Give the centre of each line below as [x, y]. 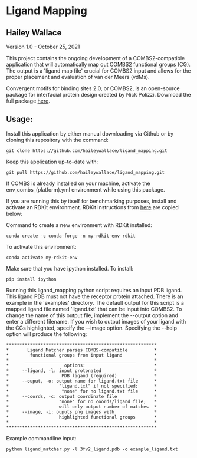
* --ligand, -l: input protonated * [82, 370]
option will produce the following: [47, 334]
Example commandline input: [41, 438]
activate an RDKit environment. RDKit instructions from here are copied [92, 207]
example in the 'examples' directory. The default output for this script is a [95, 302]
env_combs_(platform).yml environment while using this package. [86, 189]
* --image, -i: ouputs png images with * [82, 412]
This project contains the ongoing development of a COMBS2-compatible [96, 58]
